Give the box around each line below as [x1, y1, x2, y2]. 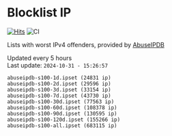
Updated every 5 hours [7, 53, 72, 62]
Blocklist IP [7, 5, 72, 21]
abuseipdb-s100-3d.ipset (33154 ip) [7, 86, 111, 93]
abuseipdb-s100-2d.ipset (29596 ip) [7, 80, 111, 87]
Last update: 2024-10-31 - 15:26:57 [7, 61, 108, 69]
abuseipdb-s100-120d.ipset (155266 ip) [7, 116, 121, 123]
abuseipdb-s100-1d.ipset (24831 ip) [7, 74, 111, 81]
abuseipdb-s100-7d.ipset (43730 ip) [7, 92, 111, 99]
